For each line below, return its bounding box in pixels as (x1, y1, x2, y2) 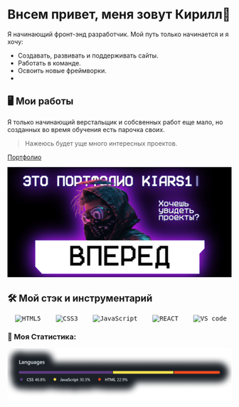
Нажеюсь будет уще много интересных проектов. (24, 139, 178, 148)
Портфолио (7, 153, 42, 161)
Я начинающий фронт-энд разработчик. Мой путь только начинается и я (7, 30, 229, 38)
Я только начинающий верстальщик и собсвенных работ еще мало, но (7, 117, 223, 126)
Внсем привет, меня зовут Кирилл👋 (7, 6, 231, 23)
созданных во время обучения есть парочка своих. (7, 125, 165, 134)
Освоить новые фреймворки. (17, 66, 107, 75)
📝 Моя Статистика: (7, 332, 77, 342)
